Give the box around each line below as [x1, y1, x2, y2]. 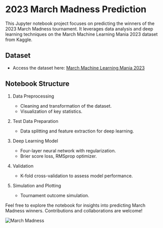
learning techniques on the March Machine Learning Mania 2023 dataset [5, 31, 158, 37]
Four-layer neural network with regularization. [20, 147, 116, 153]
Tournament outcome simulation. [20, 192, 90, 199]
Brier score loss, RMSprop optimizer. [20, 153, 97, 159]
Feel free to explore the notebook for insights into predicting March [5, 202, 146, 208]
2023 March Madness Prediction [5, 4, 147, 15]
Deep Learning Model [12, 138, 58, 144]
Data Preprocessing [12, 93, 54, 99]
